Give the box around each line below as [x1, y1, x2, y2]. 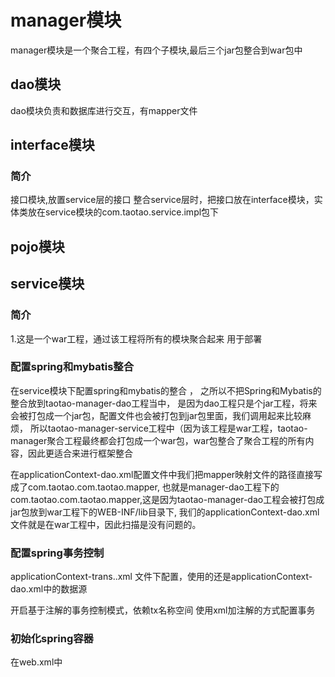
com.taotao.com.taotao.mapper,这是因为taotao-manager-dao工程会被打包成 [10, 493, 325, 505]
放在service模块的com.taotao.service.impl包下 [27, 206, 220, 218]
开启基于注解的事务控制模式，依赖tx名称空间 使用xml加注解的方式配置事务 [10, 604, 316, 616]
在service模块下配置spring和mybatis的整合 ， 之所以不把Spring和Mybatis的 [10, 384, 322, 396]
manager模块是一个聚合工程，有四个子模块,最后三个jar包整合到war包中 [10, 44, 303, 56]
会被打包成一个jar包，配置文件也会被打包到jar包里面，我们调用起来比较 [10, 409, 303, 421]
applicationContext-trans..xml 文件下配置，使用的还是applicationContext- [10, 571, 313, 583]
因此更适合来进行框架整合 [27, 447, 133, 459]
